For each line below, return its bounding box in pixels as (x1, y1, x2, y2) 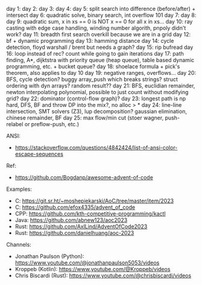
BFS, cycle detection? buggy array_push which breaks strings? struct (6, 75, 178, 83)
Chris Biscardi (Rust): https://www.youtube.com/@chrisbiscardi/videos (14, 272, 192, 279)
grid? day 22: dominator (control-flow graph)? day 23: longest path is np (6, 95, 186, 102)
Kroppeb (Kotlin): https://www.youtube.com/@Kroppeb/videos (14, 266, 171, 272)
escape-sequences (14, 150, 63, 158)
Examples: (6, 185, 32, 193)
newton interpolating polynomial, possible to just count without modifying (6, 89, 189, 95)
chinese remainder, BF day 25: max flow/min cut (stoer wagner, (6, 114, 164, 121)
